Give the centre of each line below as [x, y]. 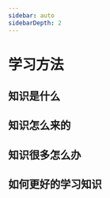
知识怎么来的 [40, 126]
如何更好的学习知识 [55, 184]
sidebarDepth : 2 [35, 23]
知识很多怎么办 [45, 155]
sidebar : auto [32, 15]
